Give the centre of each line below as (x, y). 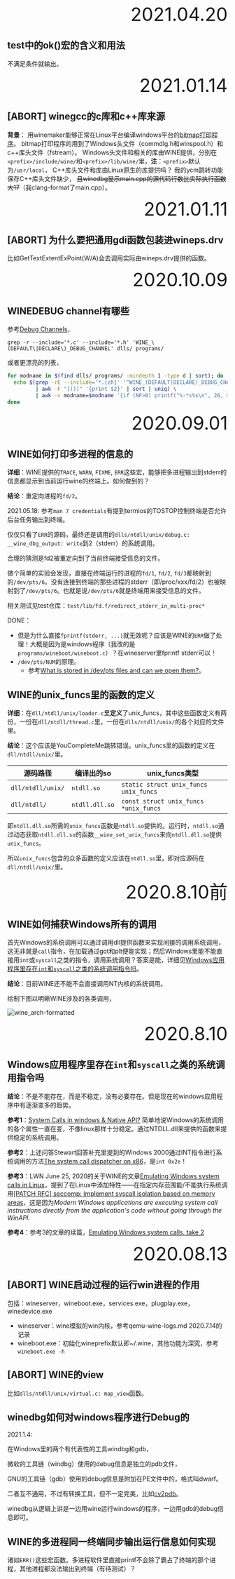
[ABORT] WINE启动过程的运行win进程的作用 (104, 1285)
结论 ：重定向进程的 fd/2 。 (44, 496)
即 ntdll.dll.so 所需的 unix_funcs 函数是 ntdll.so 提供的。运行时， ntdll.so (113, 826)
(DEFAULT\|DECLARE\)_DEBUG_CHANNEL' (60, 349)
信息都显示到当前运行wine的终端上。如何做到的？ (79, 481)
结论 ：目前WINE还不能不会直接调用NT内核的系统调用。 (87, 984)
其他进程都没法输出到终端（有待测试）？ (78, 1569)
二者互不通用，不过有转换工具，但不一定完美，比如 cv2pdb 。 (95, 1494)
